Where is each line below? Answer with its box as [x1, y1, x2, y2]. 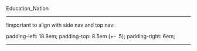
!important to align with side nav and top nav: [6, 21, 116, 28]
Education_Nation [6, 5, 49, 12]
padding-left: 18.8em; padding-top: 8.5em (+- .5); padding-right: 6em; [6, 33, 175, 39]
